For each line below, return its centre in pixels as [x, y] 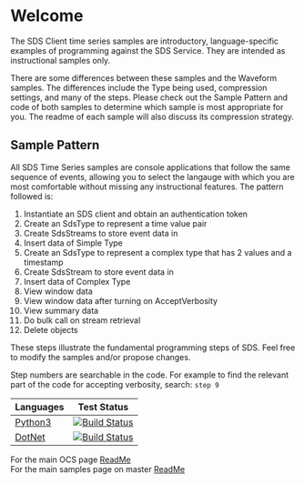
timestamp [43, 262]
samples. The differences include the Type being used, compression [139, 87]
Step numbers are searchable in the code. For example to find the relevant [150, 375]
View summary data [61, 310]
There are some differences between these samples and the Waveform [144, 77]
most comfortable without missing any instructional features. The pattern [147, 187]
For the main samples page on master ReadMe [98, 469]
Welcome [47, 16]
